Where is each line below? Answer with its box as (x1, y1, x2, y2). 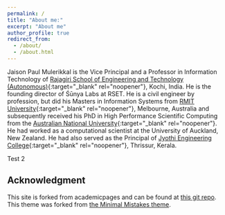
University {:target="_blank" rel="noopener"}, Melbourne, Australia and (7, 104, 210, 113)
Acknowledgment (7, 174, 86, 187)
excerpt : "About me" (7, 23, 67, 30)
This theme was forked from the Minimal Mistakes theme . (7, 200, 171, 208)
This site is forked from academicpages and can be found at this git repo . (7, 193, 217, 201)
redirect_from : (7, 36, 51, 43)
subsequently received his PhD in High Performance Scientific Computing (7, 111, 218, 120)
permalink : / (7, 10, 45, 17)
